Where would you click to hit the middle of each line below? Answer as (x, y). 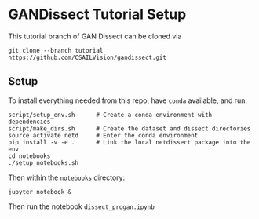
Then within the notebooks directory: (67, 177)
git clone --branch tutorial (56, 50)
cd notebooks (29, 156)
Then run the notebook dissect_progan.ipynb (81, 206)
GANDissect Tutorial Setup (97, 15)
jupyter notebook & (40, 192)
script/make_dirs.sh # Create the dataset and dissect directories (129, 128)
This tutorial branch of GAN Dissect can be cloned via (95, 36)
